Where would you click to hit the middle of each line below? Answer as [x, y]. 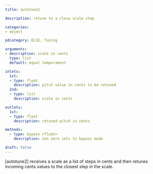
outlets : [14, 107]
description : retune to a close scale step [50, 18]
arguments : [16, 49]
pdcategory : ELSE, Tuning [31, 40]
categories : [17, 27]
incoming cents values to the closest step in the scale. [59, 166]
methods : [14, 130]
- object [14, 32]
